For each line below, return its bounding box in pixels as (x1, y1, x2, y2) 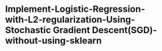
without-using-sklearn (5, 35, 102, 47)
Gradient (53, 25, 90, 36)
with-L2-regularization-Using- (5, 14, 135, 25)
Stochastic (5, 25, 51, 36)
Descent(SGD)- (92, 25, 157, 36)
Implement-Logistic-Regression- (5, 3, 145, 15)
